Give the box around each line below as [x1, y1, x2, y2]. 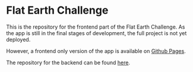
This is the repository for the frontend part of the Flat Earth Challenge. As [6, 23, 185, 30]
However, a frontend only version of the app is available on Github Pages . [6, 47, 186, 54]
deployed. [6, 36, 31, 43]
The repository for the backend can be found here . [6, 59, 131, 66]
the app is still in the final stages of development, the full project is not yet [6, 29, 187, 36]
